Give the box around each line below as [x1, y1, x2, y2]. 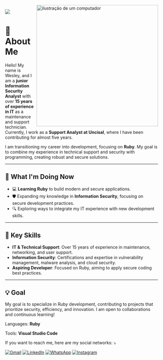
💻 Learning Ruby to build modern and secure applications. [12, 186, 131, 192]
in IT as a [5, 109, 24, 115]
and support [5, 119, 30, 125]
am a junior [5, 78, 28, 83]
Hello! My [5, 62, 24, 68]
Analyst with [5, 93, 31, 99]
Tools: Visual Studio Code [5, 330, 58, 336]
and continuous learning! [5, 311, 55, 317]
